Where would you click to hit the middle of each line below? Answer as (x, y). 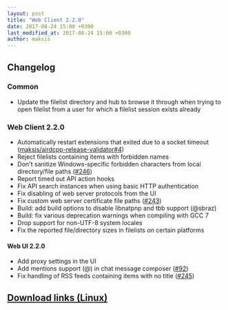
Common (23, 87)
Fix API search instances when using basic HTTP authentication (108, 186)
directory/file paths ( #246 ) (55, 172)
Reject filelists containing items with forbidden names (93, 157)
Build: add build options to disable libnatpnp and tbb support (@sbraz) (117, 209)
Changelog (31, 67)
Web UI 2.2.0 (26, 246)
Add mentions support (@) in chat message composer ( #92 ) (103, 269)
